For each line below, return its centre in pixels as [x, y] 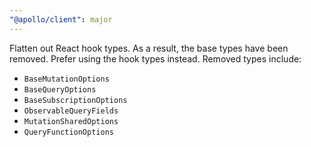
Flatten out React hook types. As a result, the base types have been [149, 48]
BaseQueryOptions [60, 89]
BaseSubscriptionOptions [75, 100]
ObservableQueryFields [71, 111]
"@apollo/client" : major [61, 19]
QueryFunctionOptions [68, 132]
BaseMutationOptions [66, 79]
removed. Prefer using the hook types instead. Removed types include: [155, 58]
